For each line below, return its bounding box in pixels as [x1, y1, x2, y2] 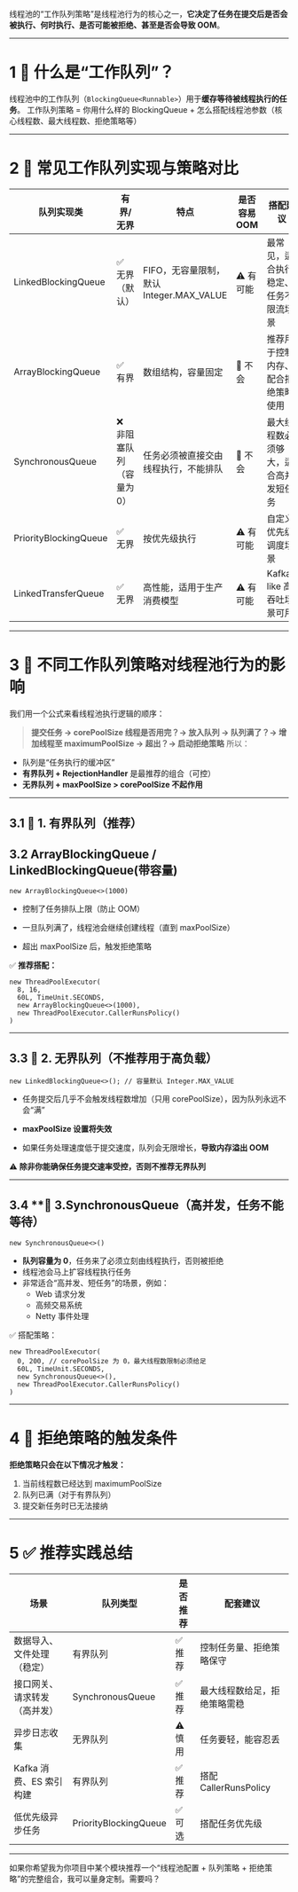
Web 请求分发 [35, 1288, 86, 1299]
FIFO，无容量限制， [143, 263, 225, 276]
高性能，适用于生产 [143, 581, 223, 593]
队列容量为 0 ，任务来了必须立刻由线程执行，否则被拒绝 [21, 1255, 224, 1266]
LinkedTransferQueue [13, 587, 105, 600]
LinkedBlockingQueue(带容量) [9, 862, 178, 877]
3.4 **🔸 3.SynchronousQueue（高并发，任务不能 [9, 1197, 284, 1213]
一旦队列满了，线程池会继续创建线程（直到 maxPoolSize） [21, 922, 235, 933]
